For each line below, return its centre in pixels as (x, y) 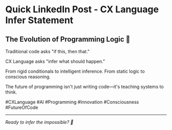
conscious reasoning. (28, 77)
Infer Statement (39, 20)
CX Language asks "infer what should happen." (55, 61)
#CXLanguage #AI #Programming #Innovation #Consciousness (72, 102)
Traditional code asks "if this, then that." (48, 51)
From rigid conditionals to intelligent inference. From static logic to (75, 71)
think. (11, 92)
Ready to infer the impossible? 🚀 (39, 122)
